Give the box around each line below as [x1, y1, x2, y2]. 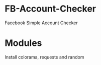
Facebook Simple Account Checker [5, 20, 78, 26]
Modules [5, 37, 42, 49]
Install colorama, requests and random [5, 54, 84, 60]
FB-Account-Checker [5, 3, 96, 15]
